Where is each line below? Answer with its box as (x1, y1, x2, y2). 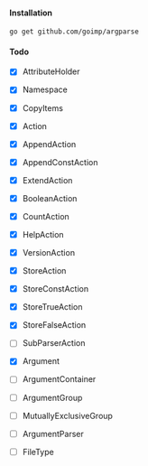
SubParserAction (22, 338, 86, 349)
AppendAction (22, 138, 77, 149)
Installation (9, 7, 52, 18)
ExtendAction (22, 174, 73, 185)
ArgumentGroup (22, 392, 83, 403)
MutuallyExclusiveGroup (22, 410, 113, 421)
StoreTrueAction (22, 302, 83, 312)
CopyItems (22, 102, 63, 113)
